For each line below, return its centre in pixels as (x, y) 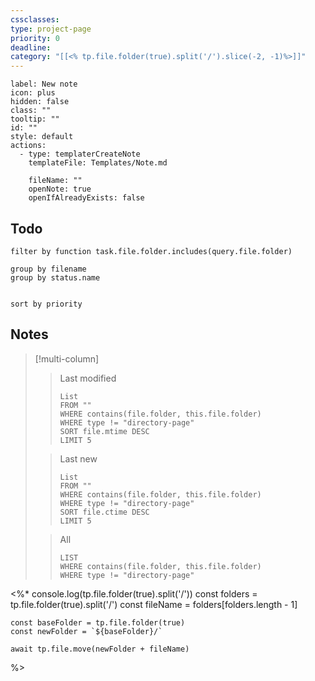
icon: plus (33, 93)
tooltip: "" (35, 119)
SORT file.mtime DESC (104, 431)
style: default (42, 137)
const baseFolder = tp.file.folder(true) (98, 622)
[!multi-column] (67, 358)
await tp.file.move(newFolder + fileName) (100, 649)
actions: (28, 146)
